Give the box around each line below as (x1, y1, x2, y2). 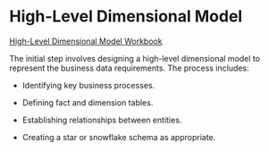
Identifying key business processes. (21, 80, 156, 90)
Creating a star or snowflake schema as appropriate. (21, 131, 216, 142)
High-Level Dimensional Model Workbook (9, 36, 163, 46)
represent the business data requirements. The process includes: (9, 63, 249, 73)
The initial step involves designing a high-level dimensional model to (9, 53, 261, 63)
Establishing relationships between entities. (21, 114, 182, 125)
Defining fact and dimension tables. (21, 96, 154, 108)
